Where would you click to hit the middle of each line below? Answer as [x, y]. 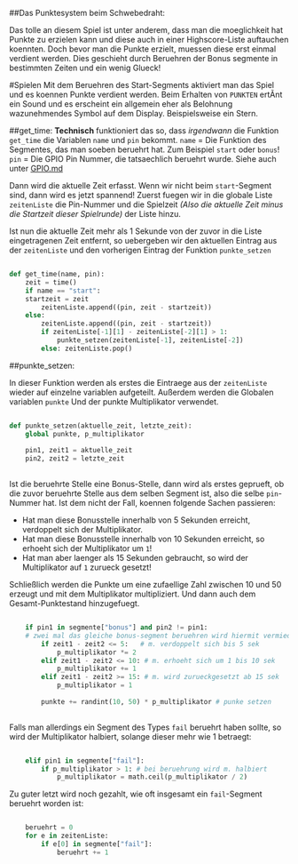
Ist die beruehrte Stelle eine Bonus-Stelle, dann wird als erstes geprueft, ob [147, 484]
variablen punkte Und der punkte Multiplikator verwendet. [114, 401]
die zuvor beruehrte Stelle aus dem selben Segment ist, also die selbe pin [144, 493]
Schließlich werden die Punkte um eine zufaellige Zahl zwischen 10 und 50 [145, 584]
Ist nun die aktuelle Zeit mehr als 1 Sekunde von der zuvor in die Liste [136, 231]
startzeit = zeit [57, 299]
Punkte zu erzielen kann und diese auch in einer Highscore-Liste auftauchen [149, 40]
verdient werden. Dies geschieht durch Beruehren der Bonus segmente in [144, 58]
